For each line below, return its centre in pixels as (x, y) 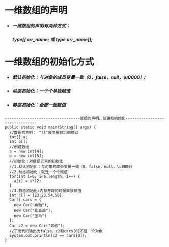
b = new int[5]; (26, 156)
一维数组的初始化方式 (50, 62)
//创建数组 (19, 147)
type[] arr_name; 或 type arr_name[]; (52, 40)
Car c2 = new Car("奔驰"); (37, 226)
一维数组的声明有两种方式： (41, 25)
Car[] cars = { (25, 200)
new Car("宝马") (30, 216)
